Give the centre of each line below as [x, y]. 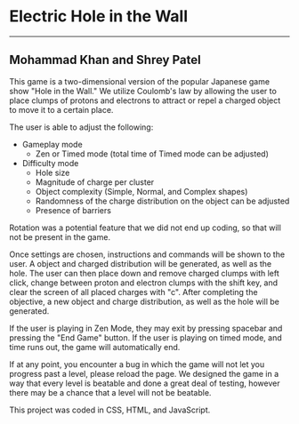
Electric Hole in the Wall [99, 16]
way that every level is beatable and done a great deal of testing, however [145, 383]
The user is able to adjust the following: [81, 127]
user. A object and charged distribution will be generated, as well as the [141, 263]
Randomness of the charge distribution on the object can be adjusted [162, 201]
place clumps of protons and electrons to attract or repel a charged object [145, 100]
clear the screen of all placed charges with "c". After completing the [133, 292]
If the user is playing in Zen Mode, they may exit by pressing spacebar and [146, 328]
